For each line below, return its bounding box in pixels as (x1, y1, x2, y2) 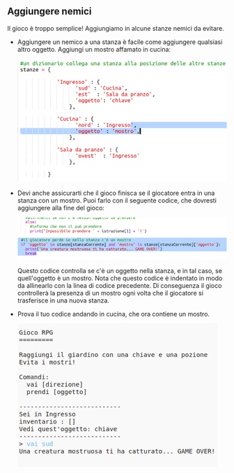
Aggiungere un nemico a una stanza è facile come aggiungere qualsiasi (17, 38, 223, 46)
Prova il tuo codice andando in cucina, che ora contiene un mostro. (17, 310, 210, 318)
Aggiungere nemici (7, 6, 92, 17)
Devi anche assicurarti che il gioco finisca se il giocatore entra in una (17, 189, 215, 197)
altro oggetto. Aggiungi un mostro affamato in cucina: (17, 45, 171, 53)
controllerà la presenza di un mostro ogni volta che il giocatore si (17, 289, 204, 297)
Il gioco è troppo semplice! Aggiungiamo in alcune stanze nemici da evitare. (7, 24, 224, 32)
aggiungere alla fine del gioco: (17, 203, 104, 212)
